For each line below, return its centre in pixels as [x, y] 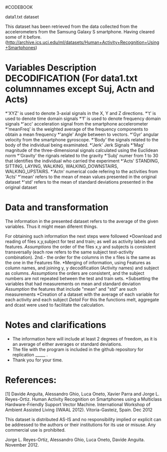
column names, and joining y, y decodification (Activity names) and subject [82, 268]
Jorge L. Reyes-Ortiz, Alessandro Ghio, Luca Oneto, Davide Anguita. [75, 440]
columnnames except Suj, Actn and [80, 89]
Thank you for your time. [38, 360]
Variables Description [51, 68]
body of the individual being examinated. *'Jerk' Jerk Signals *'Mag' [75, 145]
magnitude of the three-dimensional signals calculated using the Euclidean [82, 150]
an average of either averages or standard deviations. [67, 344]
